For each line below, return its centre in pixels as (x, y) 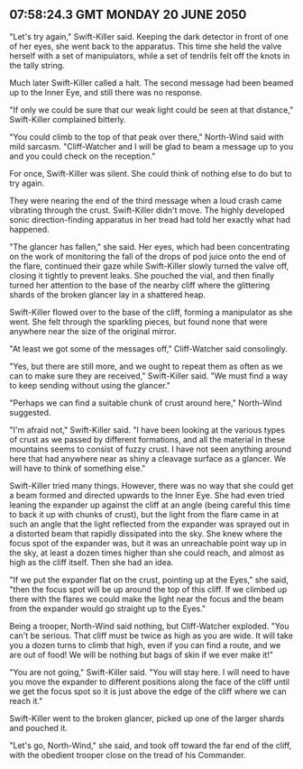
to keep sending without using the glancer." (90, 385)
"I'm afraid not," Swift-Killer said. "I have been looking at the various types (147, 430)
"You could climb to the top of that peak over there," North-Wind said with (147, 137)
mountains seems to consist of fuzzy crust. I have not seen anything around (150, 449)
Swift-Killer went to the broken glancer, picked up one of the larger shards (147, 718)
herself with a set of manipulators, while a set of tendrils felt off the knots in (150, 55)
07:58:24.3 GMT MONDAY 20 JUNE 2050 (128, 15)
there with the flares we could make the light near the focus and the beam (147, 599)
